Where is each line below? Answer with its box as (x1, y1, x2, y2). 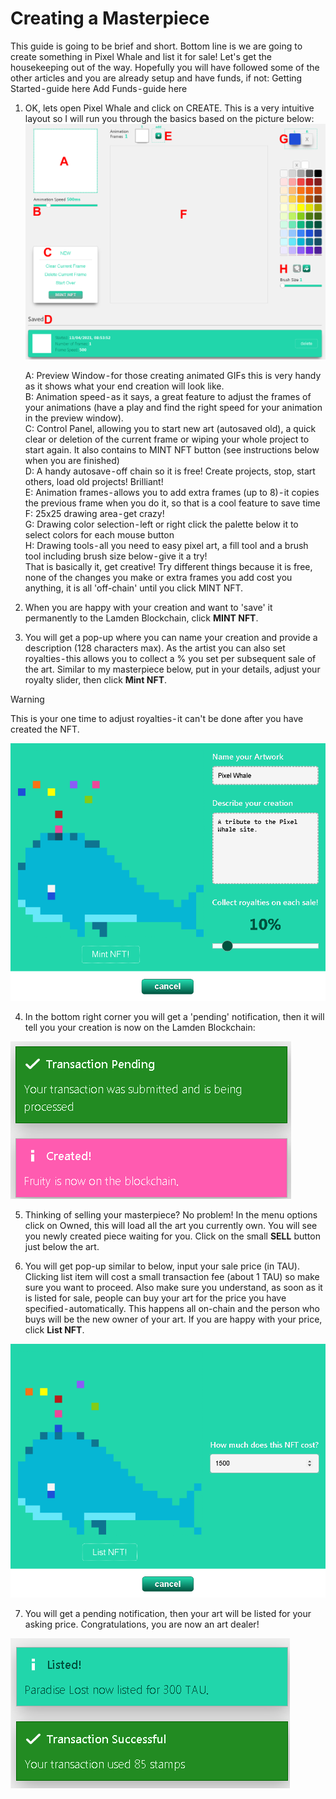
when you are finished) (24, 455, 120, 467)
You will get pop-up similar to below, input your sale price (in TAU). (24, 1260, 300, 1272)
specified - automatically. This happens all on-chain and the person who (24, 1303, 320, 1315)
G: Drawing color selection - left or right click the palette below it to (24, 518, 299, 531)
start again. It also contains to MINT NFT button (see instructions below (24, 444, 320, 456)
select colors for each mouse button (24, 529, 175, 541)
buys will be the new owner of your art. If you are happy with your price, (24, 1313, 323, 1326)
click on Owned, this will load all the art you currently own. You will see (24, 1220, 318, 1232)
